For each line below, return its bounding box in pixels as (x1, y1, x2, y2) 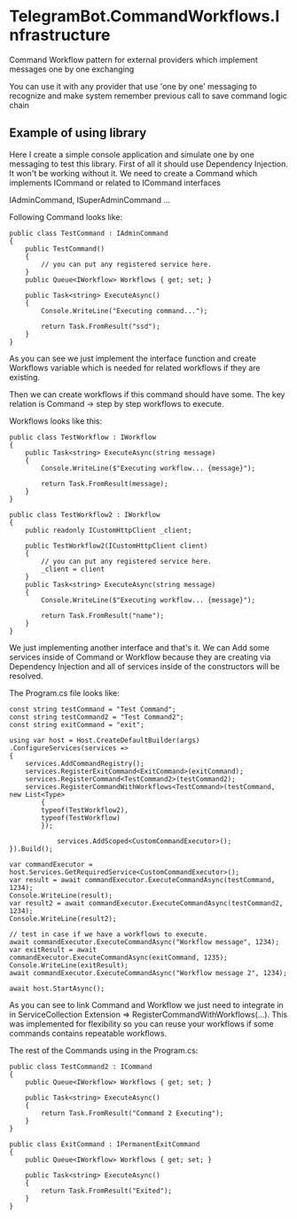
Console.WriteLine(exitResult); (9, 960, 129, 970)
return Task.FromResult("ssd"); (41, 322, 161, 331)
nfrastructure (9, 25, 111, 45)
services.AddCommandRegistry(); (25, 759, 145, 768)
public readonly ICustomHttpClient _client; (25, 526, 192, 535)
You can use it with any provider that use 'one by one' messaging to (9, 81, 257, 91)
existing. (9, 371, 41, 382)
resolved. (9, 670, 43, 681)
